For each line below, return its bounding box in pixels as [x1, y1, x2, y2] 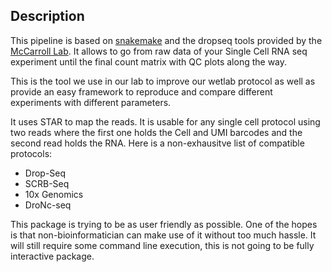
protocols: [10, 147, 53, 159]
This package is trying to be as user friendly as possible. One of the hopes [10, 218, 318, 230]
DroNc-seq [24, 199, 72, 211]
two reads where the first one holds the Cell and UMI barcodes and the [10, 126, 303, 138]
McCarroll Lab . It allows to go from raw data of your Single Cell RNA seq [10, 45, 308, 57]
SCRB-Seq [24, 177, 70, 189]
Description [10, 8, 85, 25]
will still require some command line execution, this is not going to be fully [10, 239, 315, 251]
